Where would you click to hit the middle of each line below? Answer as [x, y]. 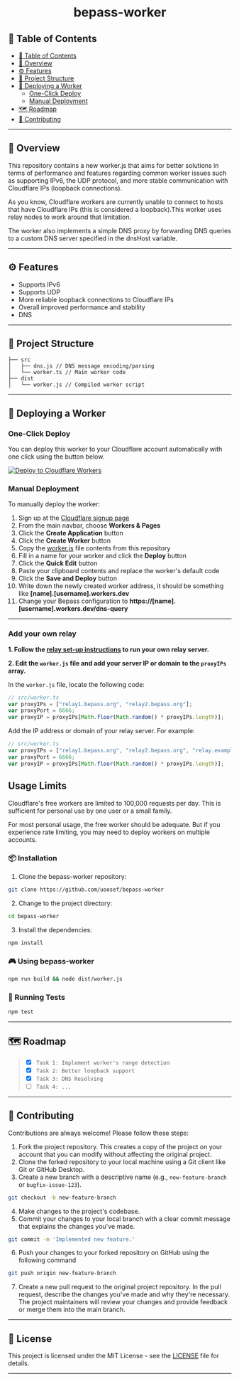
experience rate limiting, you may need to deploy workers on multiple [109, 832]
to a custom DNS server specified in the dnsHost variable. [93, 238]
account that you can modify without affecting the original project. [115, 1154]
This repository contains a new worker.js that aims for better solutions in [113, 165]
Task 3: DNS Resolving [70, 1079]
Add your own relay [42, 634]
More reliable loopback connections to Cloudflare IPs [96, 299]
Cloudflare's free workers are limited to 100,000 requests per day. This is [115, 803]
